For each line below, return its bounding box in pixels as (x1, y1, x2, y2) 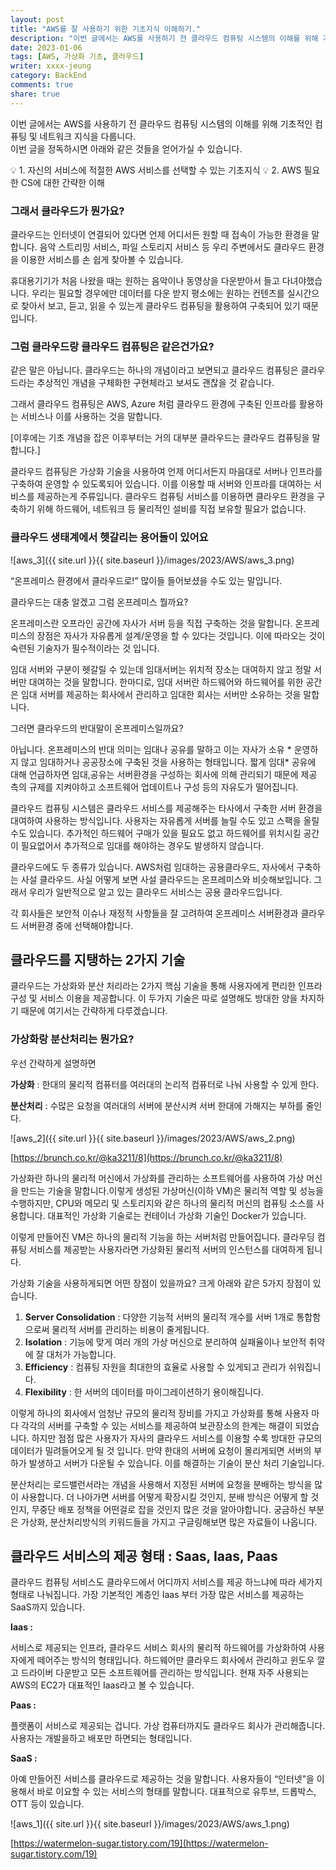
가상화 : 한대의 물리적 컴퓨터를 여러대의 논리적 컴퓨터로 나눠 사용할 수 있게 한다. (10, 1078, 320, 1090)
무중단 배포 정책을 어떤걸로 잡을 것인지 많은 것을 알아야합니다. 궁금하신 (31, 1503, 307, 1515)
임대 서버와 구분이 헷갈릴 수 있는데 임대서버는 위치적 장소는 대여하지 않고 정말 (10, 663, 312, 675)
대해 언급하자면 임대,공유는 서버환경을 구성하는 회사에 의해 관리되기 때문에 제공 (10, 768, 318, 780)
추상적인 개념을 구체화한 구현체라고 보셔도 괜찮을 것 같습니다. (36, 377, 275, 389)
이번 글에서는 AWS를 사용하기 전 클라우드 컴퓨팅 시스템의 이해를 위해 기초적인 (10, 117, 313, 130)
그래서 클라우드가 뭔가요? (10, 204, 125, 218)
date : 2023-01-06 (10, 42, 83, 53)
